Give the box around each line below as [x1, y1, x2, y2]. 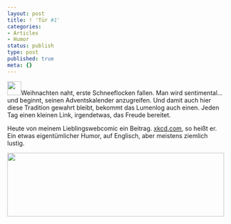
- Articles [7, 29, 39, 37]
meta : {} [7, 62, 33, 69]
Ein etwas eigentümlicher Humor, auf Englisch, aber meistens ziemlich [7, 131, 208, 139]
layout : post [7, 10, 45, 17]
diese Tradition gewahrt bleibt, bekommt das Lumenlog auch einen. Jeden [7, 103, 220, 112]
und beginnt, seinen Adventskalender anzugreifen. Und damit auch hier [7, 96, 212, 104]
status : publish [7, 42, 54, 49]
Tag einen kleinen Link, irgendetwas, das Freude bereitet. [7, 110, 171, 119]
